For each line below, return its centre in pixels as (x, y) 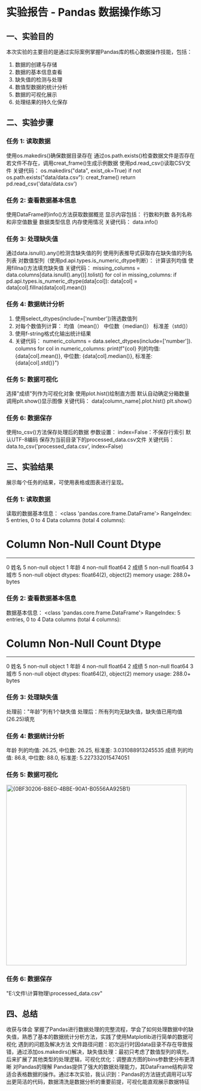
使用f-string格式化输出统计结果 (53, 333)
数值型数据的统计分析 (41, 87)
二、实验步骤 (30, 123)
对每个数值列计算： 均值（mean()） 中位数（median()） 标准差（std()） (103, 326)
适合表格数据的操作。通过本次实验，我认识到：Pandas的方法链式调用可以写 (99, 1074)
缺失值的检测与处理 (39, 79)
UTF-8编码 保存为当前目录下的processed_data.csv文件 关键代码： (93, 440)
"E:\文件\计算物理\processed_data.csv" (54, 993)
